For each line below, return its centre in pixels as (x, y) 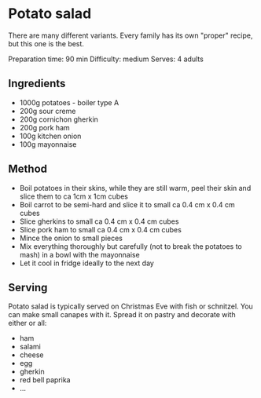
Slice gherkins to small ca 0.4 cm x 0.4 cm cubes (99, 221)
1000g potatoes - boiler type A (69, 102)
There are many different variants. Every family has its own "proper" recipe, (130, 35)
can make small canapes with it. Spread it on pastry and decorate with (122, 315)
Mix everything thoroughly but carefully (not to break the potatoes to (130, 246)
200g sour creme (48, 111)
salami (30, 347)
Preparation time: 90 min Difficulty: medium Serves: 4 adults (106, 59)
